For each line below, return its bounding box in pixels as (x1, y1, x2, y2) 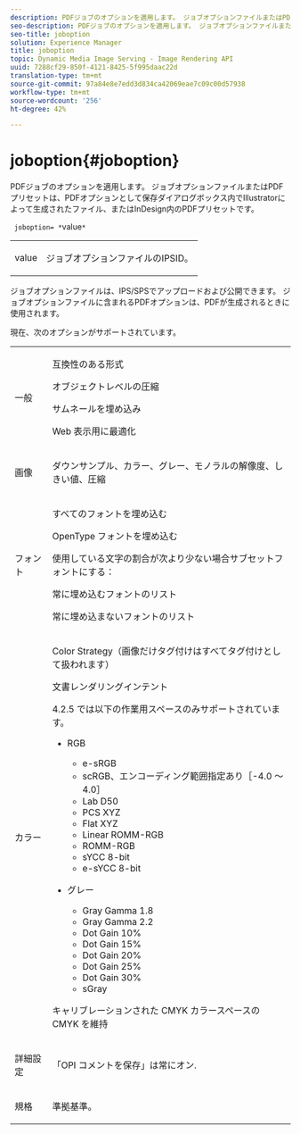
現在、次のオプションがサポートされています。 (10, 327, 182, 338)
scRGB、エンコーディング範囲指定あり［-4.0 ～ (82, 770, 284, 782)
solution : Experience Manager (10, 38, 123, 47)
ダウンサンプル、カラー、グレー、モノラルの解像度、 (52, 460, 275, 472)
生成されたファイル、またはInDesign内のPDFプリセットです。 (32, 204, 259, 214)
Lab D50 (82, 796, 119, 808)
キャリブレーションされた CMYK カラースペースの (52, 1005, 261, 1017)
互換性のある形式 (52, 358, 124, 371)
